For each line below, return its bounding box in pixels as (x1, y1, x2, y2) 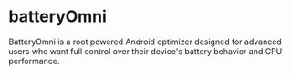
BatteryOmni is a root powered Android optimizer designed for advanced (8, 36, 282, 47)
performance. (8, 55, 60, 66)
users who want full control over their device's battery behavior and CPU (8, 45, 283, 56)
